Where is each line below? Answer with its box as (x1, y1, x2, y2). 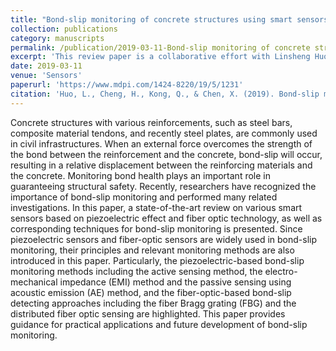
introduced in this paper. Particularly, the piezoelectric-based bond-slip (10, 254, 305, 266)
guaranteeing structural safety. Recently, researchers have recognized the (10, 180, 317, 192)
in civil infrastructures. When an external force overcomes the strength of (10, 137, 313, 150)
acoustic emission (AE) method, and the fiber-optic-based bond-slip (10, 286, 292, 298)
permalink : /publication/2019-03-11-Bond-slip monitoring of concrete (10, 42, 311, 53)
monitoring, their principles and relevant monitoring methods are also (10, 244, 295, 256)
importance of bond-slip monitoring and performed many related (10, 191, 278, 203)
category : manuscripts (10, 33, 105, 43)
